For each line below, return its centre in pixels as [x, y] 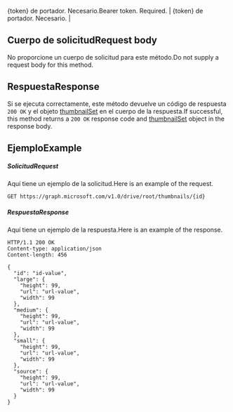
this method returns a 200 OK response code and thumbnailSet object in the [116, 119]
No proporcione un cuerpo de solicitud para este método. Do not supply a [113, 57]
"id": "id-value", [41, 273]
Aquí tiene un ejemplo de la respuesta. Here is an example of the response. [115, 230]
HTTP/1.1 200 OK [31, 242]
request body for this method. [50, 65]
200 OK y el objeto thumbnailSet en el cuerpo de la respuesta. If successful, [115, 111]
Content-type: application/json [54, 248]
